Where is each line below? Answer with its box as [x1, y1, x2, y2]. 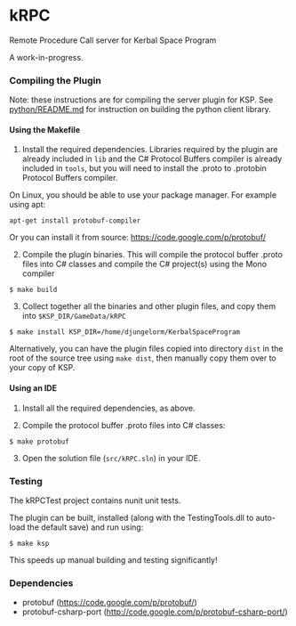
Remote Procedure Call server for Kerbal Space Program [9, 35, 217, 45]
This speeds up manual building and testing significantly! [9, 554, 218, 565]
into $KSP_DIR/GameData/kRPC [21, 311, 126, 321]
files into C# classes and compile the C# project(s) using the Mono [21, 259, 268, 270]
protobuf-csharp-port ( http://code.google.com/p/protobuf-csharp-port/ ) [21, 606, 289, 617]
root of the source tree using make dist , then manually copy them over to [9, 353, 277, 363]
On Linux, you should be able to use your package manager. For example [9, 190, 277, 200]
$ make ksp [9, 539, 50, 548]
